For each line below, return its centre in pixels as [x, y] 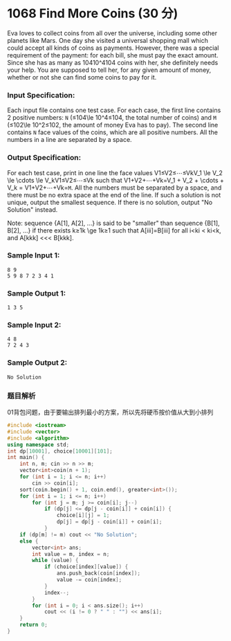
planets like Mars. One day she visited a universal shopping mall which [108, 40]
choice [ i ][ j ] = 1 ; [83, 516]
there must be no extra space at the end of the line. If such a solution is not [114, 195]
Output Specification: [44, 158]
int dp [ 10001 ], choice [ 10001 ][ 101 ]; [60, 451]
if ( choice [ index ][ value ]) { [86, 567]
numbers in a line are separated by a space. [70, 140]
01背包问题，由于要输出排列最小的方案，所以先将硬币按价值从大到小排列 [110, 413]
